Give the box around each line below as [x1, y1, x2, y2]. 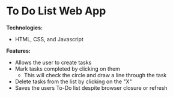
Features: [6, 47, 31, 54]
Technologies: [6, 24, 43, 31]
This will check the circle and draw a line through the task [23, 71, 167, 78]
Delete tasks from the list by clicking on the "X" [14, 78, 132, 85]
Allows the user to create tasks [14, 59, 92, 66]
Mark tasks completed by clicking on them [14, 65, 120, 72]
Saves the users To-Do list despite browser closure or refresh [14, 84, 168, 91]
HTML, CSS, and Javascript [14, 35, 84, 43]
